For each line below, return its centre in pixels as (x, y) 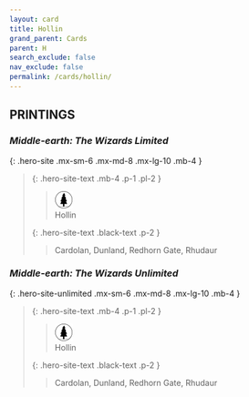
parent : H (28, 48)
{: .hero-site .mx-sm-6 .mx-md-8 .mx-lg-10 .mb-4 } (106, 160)
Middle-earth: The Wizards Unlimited (94, 273)
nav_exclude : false (47, 67)
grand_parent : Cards (49, 38)
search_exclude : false (52, 58)
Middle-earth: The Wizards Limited (89, 141)
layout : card (34, 19)
